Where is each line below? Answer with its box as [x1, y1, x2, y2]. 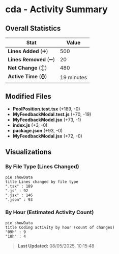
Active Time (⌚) [8, 73, 47, 80]
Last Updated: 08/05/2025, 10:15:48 [17, 243, 95, 249]
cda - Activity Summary [5, 4, 108, 15]
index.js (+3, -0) [12, 122, 48, 128]
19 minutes [59, 74, 87, 81]
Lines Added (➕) [8, 48, 48, 55]
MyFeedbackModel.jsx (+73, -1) [12, 117, 81, 123]
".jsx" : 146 [5, 193, 33, 198]
